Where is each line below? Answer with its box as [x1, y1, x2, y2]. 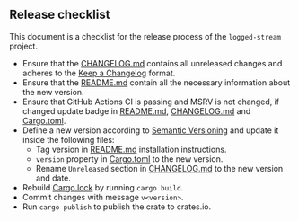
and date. [35, 172, 72, 183]
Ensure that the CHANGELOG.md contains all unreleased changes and [22, 57, 283, 68]
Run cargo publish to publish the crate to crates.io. [22, 201, 212, 212]
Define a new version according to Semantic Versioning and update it [22, 125, 279, 136]
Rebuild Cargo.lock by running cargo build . [22, 181, 184, 192]
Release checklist [9, 7, 110, 22]
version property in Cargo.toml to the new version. [35, 153, 223, 164]
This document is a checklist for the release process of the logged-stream [9, 31, 281, 41]
